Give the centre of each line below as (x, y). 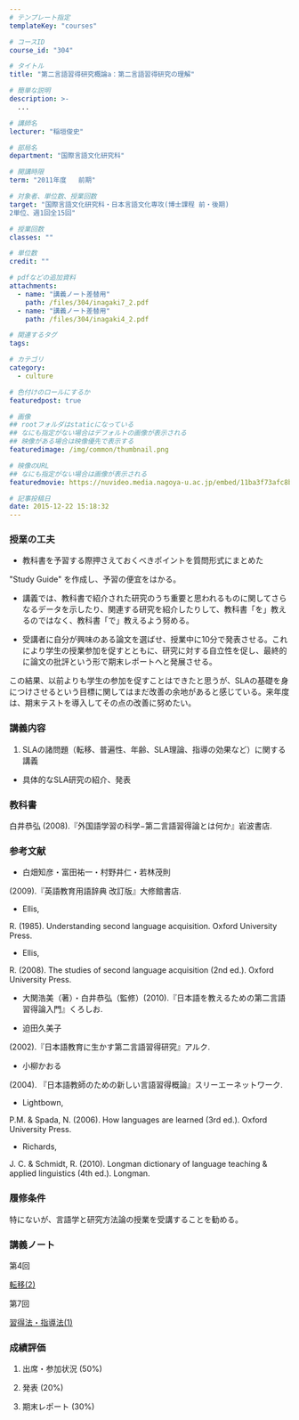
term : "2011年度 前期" (53, 180)
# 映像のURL (29, 465)
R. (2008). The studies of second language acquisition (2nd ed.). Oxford (141, 970)
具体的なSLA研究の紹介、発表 (77, 779)
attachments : (33, 286)
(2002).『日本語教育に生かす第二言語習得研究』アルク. (110, 1047)
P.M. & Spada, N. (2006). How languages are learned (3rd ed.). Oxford (138, 1120)
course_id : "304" (41, 50)
